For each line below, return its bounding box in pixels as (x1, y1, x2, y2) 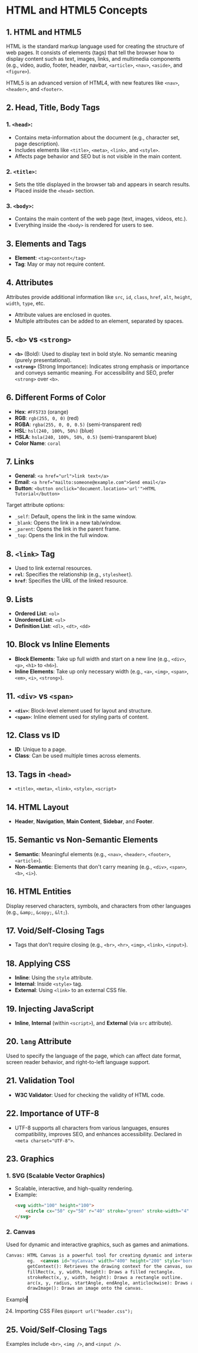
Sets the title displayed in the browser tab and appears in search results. (14, 181, 190, 188)
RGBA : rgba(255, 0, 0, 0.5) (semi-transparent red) (14, 421, 142, 428)
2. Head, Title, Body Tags (6, 103, 100, 113)
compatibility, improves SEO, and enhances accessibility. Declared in (14, 1130, 182, 1137)
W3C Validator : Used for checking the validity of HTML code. (14, 1091, 165, 1098)
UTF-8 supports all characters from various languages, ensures (14, 1124, 170, 1131)
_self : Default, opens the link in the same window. (14, 513, 137, 520)
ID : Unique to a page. (14, 746, 67, 753)
